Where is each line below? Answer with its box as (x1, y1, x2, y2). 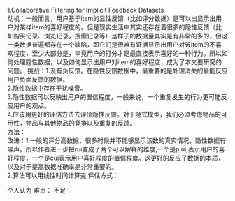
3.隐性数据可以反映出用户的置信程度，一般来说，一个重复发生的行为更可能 (7, 93, 222, 100)
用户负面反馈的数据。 (7, 75, 69, 83)
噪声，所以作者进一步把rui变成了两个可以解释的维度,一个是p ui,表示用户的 (7, 145, 219, 153)
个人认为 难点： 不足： (7, 186, 72, 194)
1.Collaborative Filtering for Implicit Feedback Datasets (7, 6, 164, 14)
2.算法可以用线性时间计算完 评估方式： (7, 171, 119, 179)
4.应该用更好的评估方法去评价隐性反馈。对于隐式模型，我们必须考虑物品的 (7, 110, 222, 118)
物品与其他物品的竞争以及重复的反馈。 (25, 119, 136, 127)
